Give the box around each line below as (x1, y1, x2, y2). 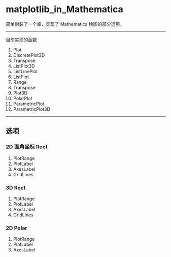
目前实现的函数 (6, 37, 37, 43)
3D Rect (6, 184, 26, 191)
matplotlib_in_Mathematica (6, 4, 124, 15)
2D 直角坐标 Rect (6, 143, 48, 150)
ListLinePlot (13, 68, 38, 74)
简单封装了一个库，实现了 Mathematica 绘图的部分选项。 (6, 21, 125, 27)
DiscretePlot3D (13, 52, 45, 58)
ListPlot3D (13, 62, 35, 69)
